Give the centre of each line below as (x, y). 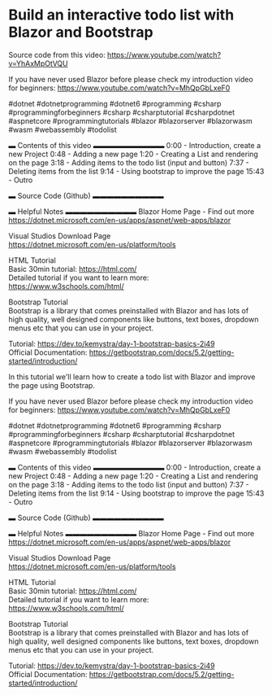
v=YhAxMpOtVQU (38, 63)
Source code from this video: (57, 55)
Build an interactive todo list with (121, 15)
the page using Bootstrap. (52, 385)
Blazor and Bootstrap (81, 32)
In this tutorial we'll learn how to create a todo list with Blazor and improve (132, 377)
